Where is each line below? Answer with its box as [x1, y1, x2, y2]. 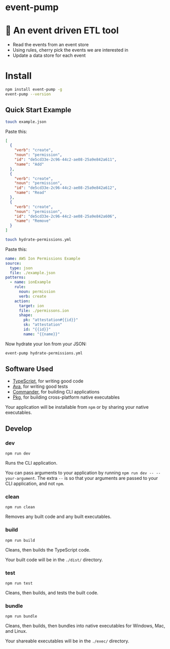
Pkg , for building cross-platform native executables [12, 394, 120, 400]
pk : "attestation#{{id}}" [23, 317, 79, 322]
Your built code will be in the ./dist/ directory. [5, 557, 103, 563]
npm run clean [5, 505, 36, 510]
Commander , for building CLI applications [12, 389, 100, 395]
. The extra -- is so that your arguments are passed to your [35, 475, 158, 481]
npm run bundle [5, 614, 38, 619]
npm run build [5, 538, 36, 543]
